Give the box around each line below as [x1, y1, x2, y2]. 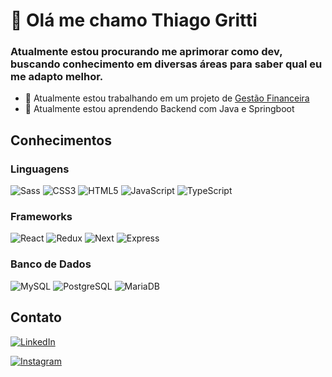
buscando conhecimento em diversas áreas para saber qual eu [10, 57, 323, 71]
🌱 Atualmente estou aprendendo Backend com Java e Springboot [24, 103, 295, 115]
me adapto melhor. [10, 70, 104, 84]
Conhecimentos [10, 132, 112, 149]
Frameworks [10, 210, 73, 224]
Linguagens [10, 162, 70, 176]
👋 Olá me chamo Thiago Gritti [10, 9, 258, 32]
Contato [10, 309, 62, 326]
